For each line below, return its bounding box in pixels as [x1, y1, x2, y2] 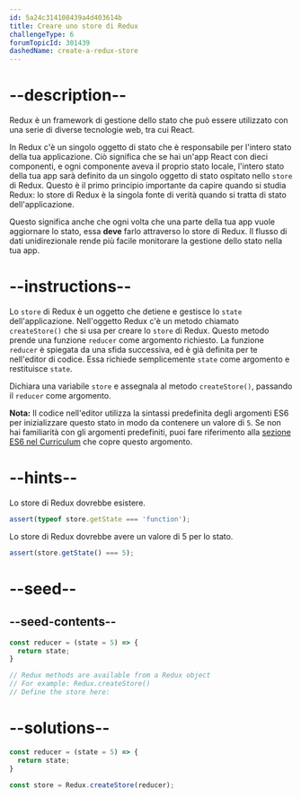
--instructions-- [9, 276, 132, 297]
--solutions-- [9, 718, 111, 739]
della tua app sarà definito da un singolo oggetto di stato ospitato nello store [9, 171, 293, 181]
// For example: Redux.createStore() [9, 680, 151, 688]
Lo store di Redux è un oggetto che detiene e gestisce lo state [9, 306, 243, 317]
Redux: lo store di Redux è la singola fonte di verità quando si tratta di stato [9, 189, 288, 200]
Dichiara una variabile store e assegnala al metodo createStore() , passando [9, 381, 293, 391]
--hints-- [9, 468, 78, 488]
